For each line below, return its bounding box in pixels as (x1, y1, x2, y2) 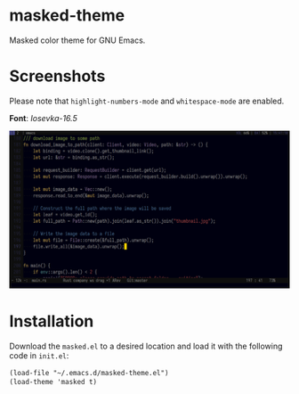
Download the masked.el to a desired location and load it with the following (9, 341, 283, 351)
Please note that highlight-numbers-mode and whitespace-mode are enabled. (9, 95, 285, 106)
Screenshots (9, 66, 106, 86)
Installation (9, 311, 94, 332)
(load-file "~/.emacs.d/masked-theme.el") (9, 368, 169, 377)
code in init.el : (9, 349, 69, 361)
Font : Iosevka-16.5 (9, 112, 77, 123)
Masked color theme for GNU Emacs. (9, 35, 146, 45)
